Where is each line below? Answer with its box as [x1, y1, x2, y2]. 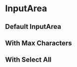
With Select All [5, 56, 52, 64]
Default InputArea [5, 22, 62, 31]
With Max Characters [5, 39, 73, 47]
